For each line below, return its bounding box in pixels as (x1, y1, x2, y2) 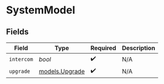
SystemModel (6, 3, 76, 17)
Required (90, 44, 117, 52)
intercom (9, 56, 33, 62)
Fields (6, 27, 29, 37)
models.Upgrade (39, 67, 85, 75)
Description (122, 44, 155, 52)
